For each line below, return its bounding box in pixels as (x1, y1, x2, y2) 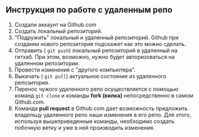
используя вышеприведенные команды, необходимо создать (14, 118, 175, 125)
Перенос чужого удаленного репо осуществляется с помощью (14, 85, 179, 93)
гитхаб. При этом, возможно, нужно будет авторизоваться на (14, 53, 175, 60)
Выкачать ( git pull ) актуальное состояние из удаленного (14, 72, 167, 79)
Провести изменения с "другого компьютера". (14, 66, 136, 73)
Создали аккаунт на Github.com (14, 21, 97, 28)
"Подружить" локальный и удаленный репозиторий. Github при (14, 33, 179, 41)
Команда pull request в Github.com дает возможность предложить (14, 104, 188, 112)
